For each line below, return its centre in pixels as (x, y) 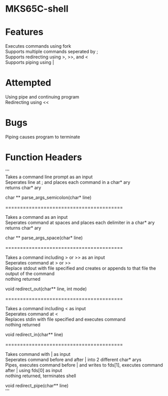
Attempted (28, 83)
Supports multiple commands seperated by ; (52, 52)
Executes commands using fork (38, 46)
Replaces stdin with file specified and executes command (65, 319)
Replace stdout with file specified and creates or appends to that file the (81, 268)
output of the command (30, 273)
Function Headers (44, 157)
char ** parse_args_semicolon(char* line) (48, 197)
